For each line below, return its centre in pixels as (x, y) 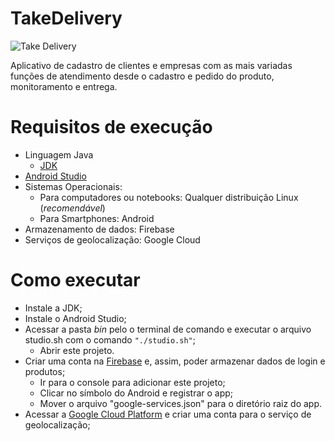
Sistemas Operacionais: (73, 186)
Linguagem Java (59, 154)
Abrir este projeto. (77, 350)
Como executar (75, 280)
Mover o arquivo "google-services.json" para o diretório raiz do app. (181, 403)
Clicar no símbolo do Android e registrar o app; (136, 393)
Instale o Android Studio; (75, 318)
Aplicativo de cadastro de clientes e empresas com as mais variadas (151, 65)
